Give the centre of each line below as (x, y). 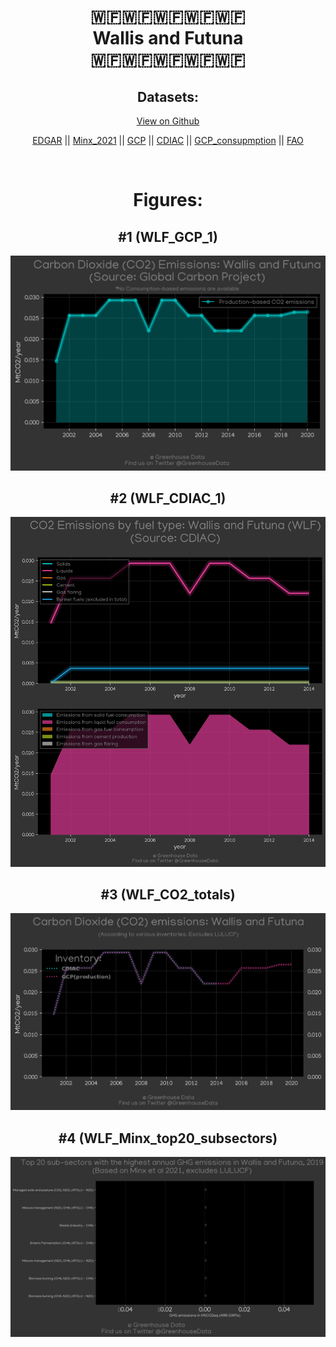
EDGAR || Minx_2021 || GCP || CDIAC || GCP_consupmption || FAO (168, 140)
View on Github (168, 121)
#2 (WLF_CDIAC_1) (168, 498)
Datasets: (168, 96)
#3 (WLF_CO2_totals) (168, 894)
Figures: (168, 200)
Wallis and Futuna (168, 38)
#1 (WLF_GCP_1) (168, 236)
